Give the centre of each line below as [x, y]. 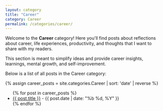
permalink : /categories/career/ [39, 24]
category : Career [23, 19]
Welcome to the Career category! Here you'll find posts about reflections [81, 38]
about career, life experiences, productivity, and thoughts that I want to [78, 44]
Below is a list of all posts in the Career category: [56, 74]
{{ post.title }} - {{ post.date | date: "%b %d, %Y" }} [66, 98]
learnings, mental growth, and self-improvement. [56, 64]
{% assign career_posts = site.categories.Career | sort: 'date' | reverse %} [82, 83]
